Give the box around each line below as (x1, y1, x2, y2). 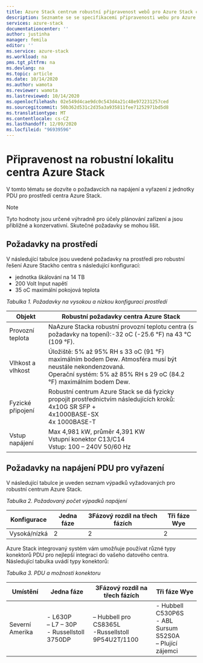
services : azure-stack (6, 20, 63, 26)
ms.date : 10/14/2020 (6, 76, 59, 82)
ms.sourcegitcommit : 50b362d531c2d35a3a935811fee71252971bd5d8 (6, 104, 169, 110)
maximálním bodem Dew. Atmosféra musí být (48, 354, 177, 363)
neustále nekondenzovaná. (48, 362, 125, 371)
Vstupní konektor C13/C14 (48, 435, 125, 443)
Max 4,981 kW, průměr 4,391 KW (48, 427, 145, 435)
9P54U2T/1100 (92, 635, 139, 644)
